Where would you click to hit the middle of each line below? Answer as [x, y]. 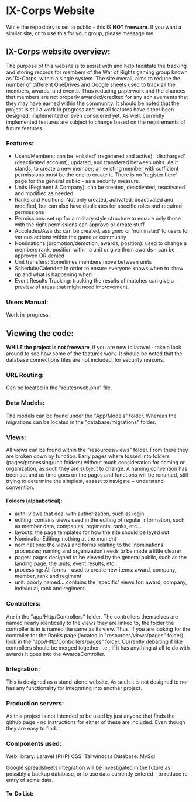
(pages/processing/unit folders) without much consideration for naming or [96, 463]
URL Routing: [25, 375]
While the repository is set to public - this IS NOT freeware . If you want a [94, 27]
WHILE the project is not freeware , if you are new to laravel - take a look [94, 348]
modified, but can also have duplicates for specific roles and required [98, 206]
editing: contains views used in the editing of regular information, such [99, 520]
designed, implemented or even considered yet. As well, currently [85, 115]
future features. [25, 128]
